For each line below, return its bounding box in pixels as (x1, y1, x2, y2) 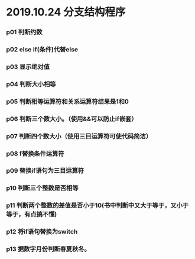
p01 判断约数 (6, 28, 43, 36)
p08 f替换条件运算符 (6, 149, 64, 157)
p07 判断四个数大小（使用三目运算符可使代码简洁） (6, 132, 152, 140)
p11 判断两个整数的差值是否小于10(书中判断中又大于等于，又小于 (6, 202, 189, 210)
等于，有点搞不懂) (6, 211, 57, 219)
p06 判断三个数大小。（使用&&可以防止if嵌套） (6, 115, 138, 123)
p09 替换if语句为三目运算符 (6, 167, 84, 175)
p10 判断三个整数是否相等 (6, 184, 79, 192)
